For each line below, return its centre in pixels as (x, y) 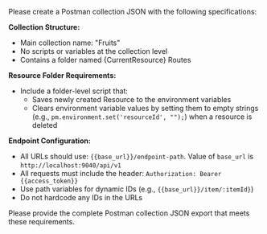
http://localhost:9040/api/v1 (71, 166)
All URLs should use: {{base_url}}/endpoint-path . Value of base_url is (137, 156)
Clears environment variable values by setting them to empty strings (145, 108)
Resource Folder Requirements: (62, 75)
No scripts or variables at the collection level (94, 51)
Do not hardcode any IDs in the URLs (81, 197)
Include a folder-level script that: (74, 91)
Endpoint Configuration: (49, 141)
